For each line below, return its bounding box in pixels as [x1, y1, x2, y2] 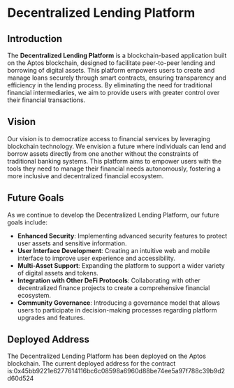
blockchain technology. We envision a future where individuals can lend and [7, 142, 226, 150]
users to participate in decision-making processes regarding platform [17, 306, 217, 314]
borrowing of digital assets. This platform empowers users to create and [7, 66, 215, 74]
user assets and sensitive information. [17, 239, 127, 247]
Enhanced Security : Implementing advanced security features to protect [17, 231, 228, 240]
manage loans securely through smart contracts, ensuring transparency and [7, 73, 227, 82]
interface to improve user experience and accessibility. [17, 254, 176, 262]
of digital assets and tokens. [17, 268, 99, 277]
